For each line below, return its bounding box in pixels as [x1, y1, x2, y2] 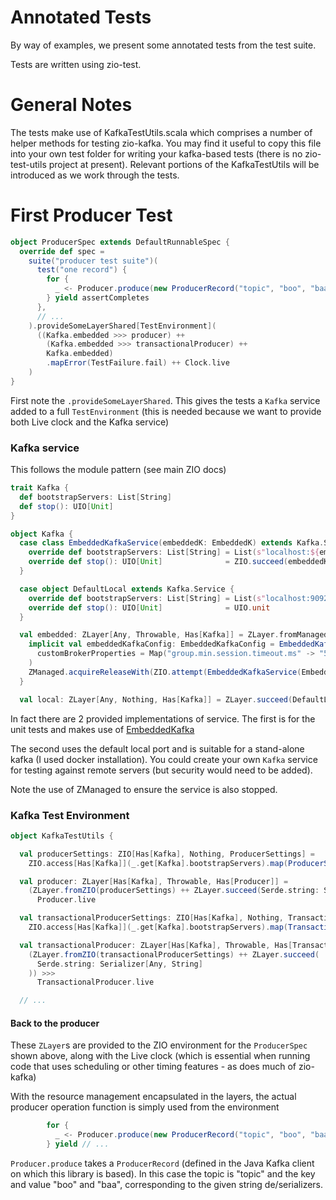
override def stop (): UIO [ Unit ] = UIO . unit [28, 602, 271, 613]
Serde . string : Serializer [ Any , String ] [36, 959, 203, 969]
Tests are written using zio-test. [10, 58, 142, 70]
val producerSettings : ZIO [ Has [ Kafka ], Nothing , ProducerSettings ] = [19, 849, 315, 859]
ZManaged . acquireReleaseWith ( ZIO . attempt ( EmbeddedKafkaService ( [28, 667, 302, 677]
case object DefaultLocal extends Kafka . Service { [19, 584, 235, 594]
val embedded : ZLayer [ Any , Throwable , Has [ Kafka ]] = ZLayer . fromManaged [19, 630, 329, 640]
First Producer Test [10, 204, 173, 227]
